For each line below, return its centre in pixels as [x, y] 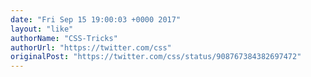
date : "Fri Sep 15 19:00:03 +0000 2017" [96, 19]
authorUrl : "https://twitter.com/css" [91, 47]
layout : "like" [42, 29]
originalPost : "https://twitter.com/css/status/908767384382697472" [156, 57]
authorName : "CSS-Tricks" [64, 38]
